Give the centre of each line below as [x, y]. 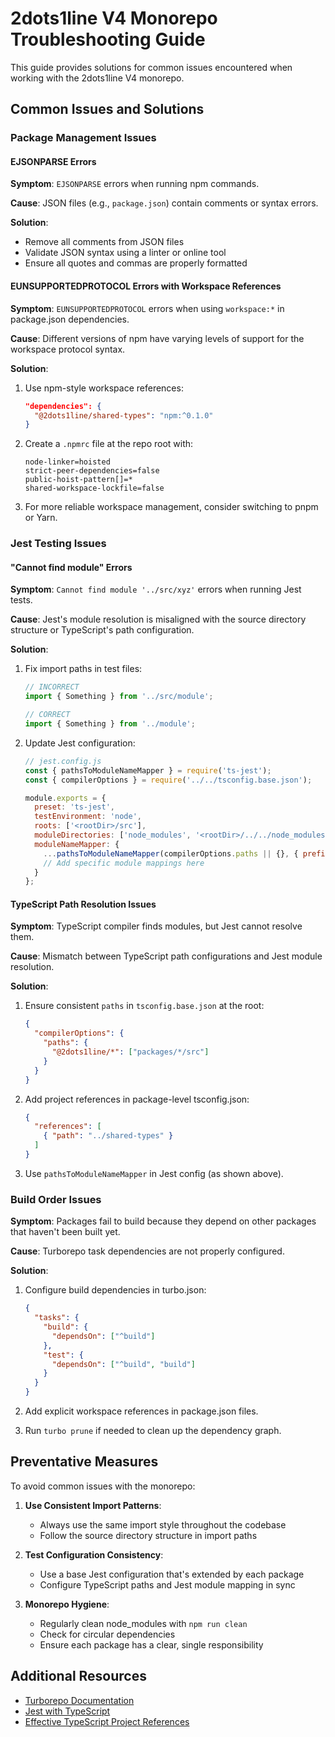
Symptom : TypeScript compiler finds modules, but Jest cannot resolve [156, 926]
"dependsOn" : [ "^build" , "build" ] [123, 1364]
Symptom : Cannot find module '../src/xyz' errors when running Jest [156, 589]
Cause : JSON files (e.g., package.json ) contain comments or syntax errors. [164, 203]
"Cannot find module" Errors [71, 567]
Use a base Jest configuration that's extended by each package [172, 1574]
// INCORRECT [52, 687]
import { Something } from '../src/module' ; [119, 697]
